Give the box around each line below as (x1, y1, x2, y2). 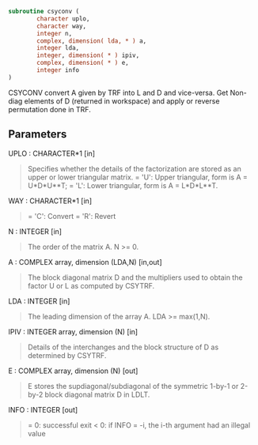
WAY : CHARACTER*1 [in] (8, 196, 93, 206)
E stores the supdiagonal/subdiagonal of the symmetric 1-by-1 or (27, 381, 239, 390)
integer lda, (36, 44, 80, 52)
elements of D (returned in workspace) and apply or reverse (24, 96, 220, 106)
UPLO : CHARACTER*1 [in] (8, 149, 96, 158)
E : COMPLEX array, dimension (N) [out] (8, 366, 138, 375)
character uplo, (36, 14, 90, 23)
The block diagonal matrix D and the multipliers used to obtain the (27, 273, 243, 282)
